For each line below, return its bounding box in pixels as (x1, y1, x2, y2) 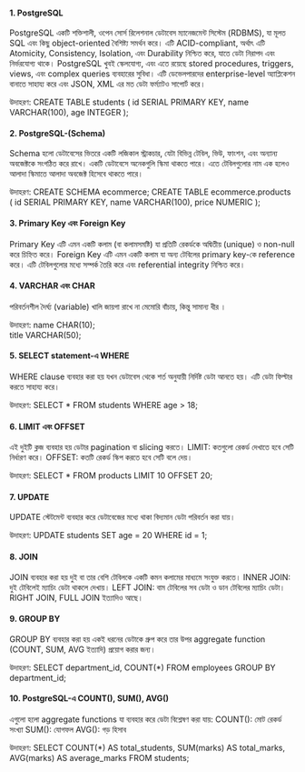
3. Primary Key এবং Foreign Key (9, 218, 126, 228)
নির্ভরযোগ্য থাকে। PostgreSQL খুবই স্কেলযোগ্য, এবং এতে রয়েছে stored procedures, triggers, (9, 58, 294, 69)
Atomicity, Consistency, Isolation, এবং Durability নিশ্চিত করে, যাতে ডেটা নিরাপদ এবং (9, 48, 275, 59)
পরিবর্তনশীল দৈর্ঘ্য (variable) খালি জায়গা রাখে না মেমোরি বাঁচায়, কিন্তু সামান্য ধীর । (9, 301, 227, 312)
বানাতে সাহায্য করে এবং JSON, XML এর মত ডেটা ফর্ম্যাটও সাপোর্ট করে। (9, 78, 206, 90)
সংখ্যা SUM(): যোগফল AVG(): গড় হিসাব (9, 724, 127, 736)
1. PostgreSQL (9, 7, 64, 18)
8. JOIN (9, 551, 38, 563)
